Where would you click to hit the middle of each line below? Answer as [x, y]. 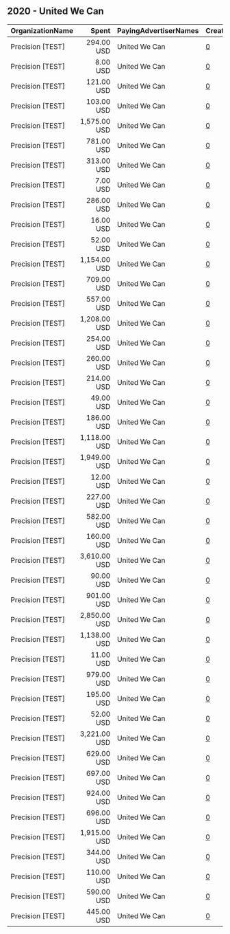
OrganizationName [42, 30]
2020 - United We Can [55, 11]
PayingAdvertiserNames [158, 30]
